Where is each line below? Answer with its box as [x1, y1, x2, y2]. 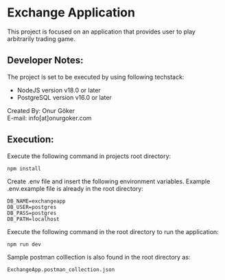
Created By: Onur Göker [7, 106, 75, 114]
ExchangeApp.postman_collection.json [7, 266, 115, 273]
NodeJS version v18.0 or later [16, 86, 101, 94]
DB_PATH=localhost [7, 216, 60, 222]
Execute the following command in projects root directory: [7, 152, 171, 160]
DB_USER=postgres [7, 203, 57, 210]
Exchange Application [7, 5, 136, 21]
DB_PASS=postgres [7, 209, 57, 216]
